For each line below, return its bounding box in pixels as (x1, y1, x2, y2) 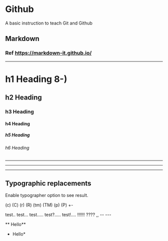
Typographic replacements (5, 179, 91, 187)
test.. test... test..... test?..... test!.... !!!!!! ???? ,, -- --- (5, 211, 111, 218)
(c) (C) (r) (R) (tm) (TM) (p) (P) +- (5, 202, 73, 208)
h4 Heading (5, 120, 30, 126)
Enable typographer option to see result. (5, 192, 88, 198)
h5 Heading (5, 132, 30, 138)
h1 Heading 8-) (5, 73, 67, 84)
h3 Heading (5, 108, 34, 115)
